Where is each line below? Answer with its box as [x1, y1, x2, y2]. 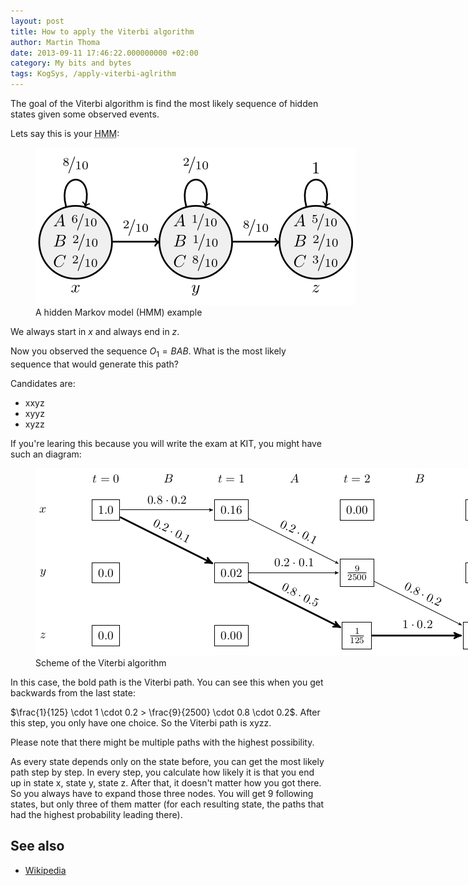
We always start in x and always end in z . [10, 326, 180, 337]
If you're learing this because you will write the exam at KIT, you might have [10, 437, 322, 449]
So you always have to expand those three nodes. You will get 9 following [10, 787, 314, 799]
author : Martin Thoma [10, 37, 101, 47]
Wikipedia [24, 864, 67, 876]
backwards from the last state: [10, 686, 136, 699]
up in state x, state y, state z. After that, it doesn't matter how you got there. [10, 776, 322, 789]
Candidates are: [10, 377, 76, 389]
